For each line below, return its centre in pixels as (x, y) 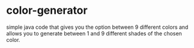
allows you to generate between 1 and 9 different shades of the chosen (94, 33)
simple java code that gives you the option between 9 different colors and (97, 27)
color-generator (47, 10)
